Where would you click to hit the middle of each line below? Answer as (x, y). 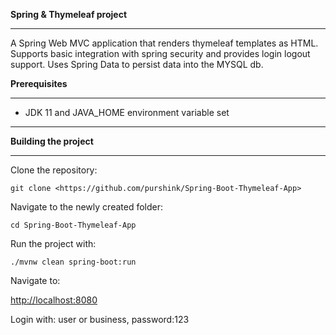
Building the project (52, 141)
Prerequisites (39, 83)
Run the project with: (53, 243)
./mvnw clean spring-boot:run (73, 262)
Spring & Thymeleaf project (69, 14)
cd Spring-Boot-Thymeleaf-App (73, 225)
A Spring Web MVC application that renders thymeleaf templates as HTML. (164, 43)
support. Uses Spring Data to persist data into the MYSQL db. (137, 64)
